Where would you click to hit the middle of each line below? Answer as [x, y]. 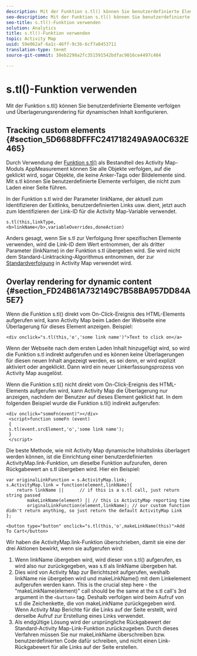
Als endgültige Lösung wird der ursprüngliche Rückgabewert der [93, 622]
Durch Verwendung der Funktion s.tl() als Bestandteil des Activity [85, 163]
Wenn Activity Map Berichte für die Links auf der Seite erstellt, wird [96, 610]
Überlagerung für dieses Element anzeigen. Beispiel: [69, 327]
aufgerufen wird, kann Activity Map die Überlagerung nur [99, 391]
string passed [23, 496]
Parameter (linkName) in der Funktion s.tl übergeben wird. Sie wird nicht [93, 251]
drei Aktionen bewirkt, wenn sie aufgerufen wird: [65, 549]
